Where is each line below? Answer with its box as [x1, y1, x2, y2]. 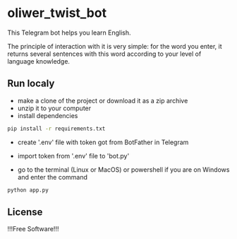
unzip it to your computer [17, 104, 92, 112]
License [7, 206, 43, 218]
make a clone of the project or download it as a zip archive [17, 96, 188, 105]
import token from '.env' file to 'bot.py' [17, 151, 130, 160]
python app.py [7, 186, 49, 194]
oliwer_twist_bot [7, 5, 107, 21]
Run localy [7, 78, 55, 90]
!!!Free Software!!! [7, 225, 59, 233]
